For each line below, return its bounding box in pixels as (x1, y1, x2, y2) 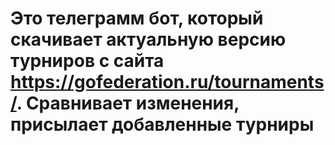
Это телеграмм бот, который (10, 7, 264, 30)
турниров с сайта (10, 50, 165, 72)
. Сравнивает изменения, (16, 92, 240, 115)
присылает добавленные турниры (10, 113, 315, 136)
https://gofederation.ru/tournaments (10, 71, 325, 94)
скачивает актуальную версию (10, 28, 287, 51)
